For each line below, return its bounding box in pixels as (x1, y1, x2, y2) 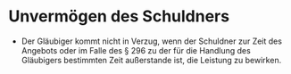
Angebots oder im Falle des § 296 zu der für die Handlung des (21, 45, 251, 55)
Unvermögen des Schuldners (8, 6, 229, 27)
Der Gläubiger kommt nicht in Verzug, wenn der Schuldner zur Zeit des (21, 36, 283, 46)
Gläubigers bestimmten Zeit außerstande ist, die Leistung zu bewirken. (21, 54, 282, 65)
